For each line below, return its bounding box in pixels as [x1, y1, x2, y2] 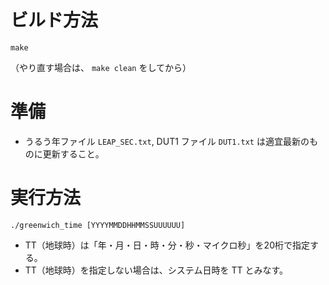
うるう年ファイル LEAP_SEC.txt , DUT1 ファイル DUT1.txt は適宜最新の [24, 135, 310, 147]
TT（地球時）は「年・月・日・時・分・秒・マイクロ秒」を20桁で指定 [24, 239, 310, 251]
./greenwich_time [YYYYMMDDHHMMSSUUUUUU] [10, 220, 186, 230]
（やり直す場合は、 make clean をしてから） [10, 61, 192, 73]
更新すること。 [42, 147, 105, 160]
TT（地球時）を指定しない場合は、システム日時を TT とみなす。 [24, 264, 288, 276]
